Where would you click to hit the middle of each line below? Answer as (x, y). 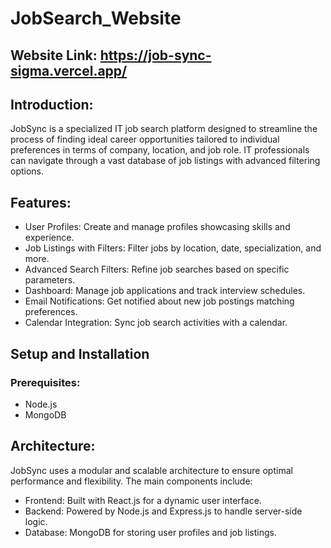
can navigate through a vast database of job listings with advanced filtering (165, 161)
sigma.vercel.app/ (69, 70)
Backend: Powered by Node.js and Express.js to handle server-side (163, 511)
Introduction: (52, 104)
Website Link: (54, 55)
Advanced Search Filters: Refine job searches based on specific (157, 269)
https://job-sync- (155, 55)
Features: (41, 202)
